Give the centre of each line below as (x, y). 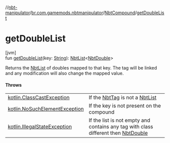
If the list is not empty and (119, 120)
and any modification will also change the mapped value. (65, 73)
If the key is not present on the (125, 106)
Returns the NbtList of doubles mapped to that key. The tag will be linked (81, 67)
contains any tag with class (121, 127)
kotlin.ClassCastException (39, 97)
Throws (13, 85)
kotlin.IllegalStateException (40, 127)
